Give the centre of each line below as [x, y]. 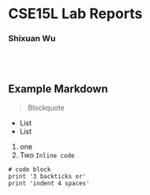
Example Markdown [58, 89]
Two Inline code [47, 156]
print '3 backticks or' [47, 177]
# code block [30, 170]
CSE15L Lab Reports [75, 14]
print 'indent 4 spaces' [49, 184]
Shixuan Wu [32, 39]
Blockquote [46, 108]
